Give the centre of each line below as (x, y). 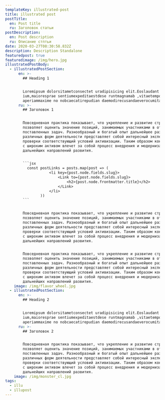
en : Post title (25, 23)
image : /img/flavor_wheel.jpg (45, 286)
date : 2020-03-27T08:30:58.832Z (38, 46)
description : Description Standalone (44, 51)
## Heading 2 (36, 300)
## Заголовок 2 (38, 331)
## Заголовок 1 (38, 110)
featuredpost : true (25, 55)
